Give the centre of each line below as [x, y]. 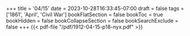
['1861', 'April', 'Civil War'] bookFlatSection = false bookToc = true [85, 15]
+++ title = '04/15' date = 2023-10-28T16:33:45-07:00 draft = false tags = [95, 8]
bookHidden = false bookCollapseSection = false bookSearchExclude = [92, 21]
